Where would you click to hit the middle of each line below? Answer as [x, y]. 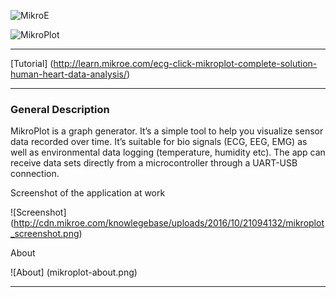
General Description [60, 109]
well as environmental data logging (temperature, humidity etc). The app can [168, 152]
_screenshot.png [45, 234]
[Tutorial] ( [32, 63]
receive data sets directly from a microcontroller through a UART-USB [154, 163]
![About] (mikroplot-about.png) [74, 272]
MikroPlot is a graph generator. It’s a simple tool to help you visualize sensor [167, 131]
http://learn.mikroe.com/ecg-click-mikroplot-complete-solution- [185, 63]
